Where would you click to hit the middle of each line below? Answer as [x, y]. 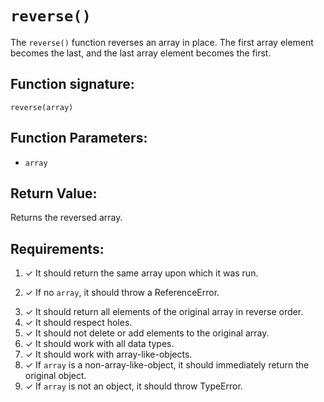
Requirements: [57, 248]
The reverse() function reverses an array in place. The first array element [162, 42]
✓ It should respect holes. [78, 323]
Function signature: [72, 84]
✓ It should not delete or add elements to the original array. [147, 333]
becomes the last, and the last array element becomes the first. [141, 53]
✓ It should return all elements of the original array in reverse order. [164, 312]
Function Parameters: [79, 138]
